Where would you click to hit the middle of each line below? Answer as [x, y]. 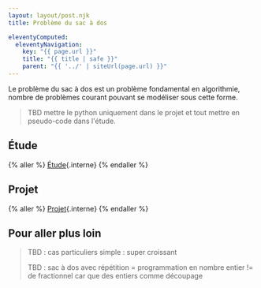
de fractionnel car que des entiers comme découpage [115, 276]
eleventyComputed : [38, 37]
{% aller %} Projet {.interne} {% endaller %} [78, 208]
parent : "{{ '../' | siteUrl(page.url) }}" [95, 67]
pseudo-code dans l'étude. [71, 121]
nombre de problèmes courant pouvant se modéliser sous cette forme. [123, 97]
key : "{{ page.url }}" [60, 52]
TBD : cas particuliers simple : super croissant [102, 252]
